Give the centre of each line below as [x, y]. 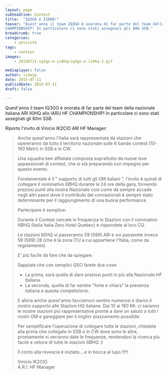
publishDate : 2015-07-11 [31, 84]
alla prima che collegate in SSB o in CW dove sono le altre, [78, 331]
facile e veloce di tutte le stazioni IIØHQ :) [60, 342]
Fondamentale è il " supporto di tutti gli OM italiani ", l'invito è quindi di [89, 178]
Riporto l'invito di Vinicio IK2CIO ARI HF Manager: [56, 128]
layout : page [19, 10]
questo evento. [33, 169]
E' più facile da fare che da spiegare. [55, 255]
